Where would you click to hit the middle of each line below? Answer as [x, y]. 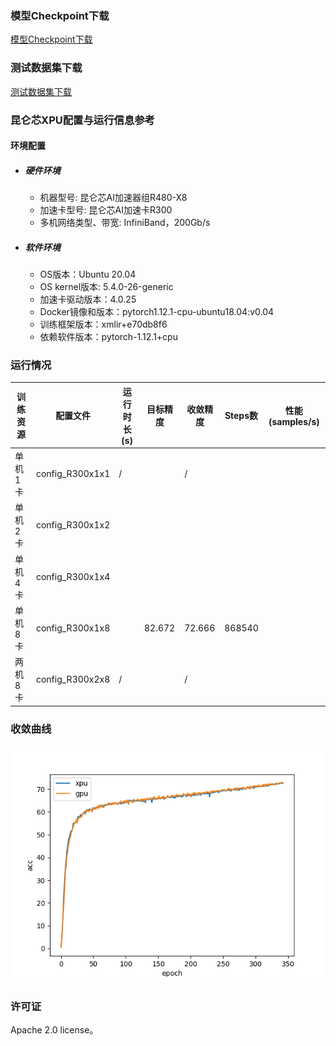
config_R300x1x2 [73, 525]
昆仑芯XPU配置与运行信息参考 [82, 120]
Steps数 [241, 416]
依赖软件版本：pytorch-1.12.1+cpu [108, 337]
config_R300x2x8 [73, 679]
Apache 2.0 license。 [54, 1030]
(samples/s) [294, 421]
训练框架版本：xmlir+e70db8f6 [103, 324]
